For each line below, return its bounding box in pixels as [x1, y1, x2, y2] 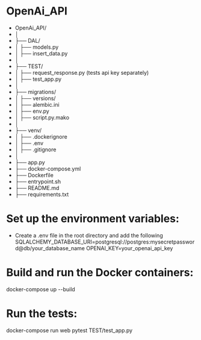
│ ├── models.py [14, 43, 59, 51]
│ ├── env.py [14, 107, 49, 115]
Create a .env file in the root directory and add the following [14, 231, 164, 239]
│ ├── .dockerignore [14, 133, 67, 140]
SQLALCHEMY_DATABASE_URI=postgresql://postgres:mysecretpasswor [14, 238, 195, 245]
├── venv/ [14, 127, 42, 134]
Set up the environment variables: [6, 212, 179, 225]
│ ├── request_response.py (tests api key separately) [14, 69, 149, 76]
